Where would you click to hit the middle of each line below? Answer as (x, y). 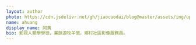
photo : (14, 17)
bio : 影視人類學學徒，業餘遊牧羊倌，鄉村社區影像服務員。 (67, 33)
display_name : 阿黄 (29, 28)
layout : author (24, 11)
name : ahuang (22, 22)
